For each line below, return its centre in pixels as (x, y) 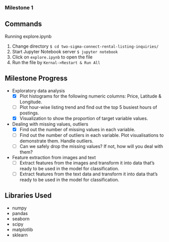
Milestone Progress (36, 79)
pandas (20, 213)
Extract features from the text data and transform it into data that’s (89, 174)
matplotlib (23, 229)
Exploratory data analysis (38, 90)
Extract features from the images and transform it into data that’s (87, 163)
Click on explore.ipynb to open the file (52, 57)
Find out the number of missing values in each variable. (77, 129)
